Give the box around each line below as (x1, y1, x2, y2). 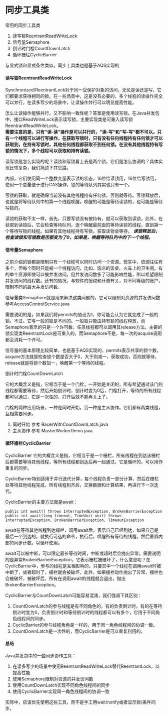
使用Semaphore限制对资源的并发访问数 (12, 676, 93, 682)
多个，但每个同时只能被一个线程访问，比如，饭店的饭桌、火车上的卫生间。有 (5, 265, 163, 271)
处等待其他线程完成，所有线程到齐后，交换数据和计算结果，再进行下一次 (5, 482, 154, 488)
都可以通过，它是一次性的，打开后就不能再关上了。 (5, 394, 110, 400)
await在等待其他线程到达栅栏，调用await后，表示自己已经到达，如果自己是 (5, 527, 159, 533)
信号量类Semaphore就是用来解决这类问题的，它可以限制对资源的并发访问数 (5, 295, 160, 301)
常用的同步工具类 (5, 22, 40, 28)
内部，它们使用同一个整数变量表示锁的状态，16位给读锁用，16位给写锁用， (5, 175, 159, 181)
